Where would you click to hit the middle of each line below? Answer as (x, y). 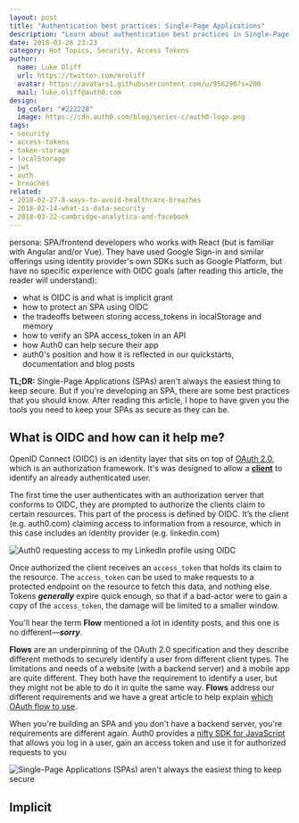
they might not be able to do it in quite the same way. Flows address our (142, 687)
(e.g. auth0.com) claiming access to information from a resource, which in (145, 524)
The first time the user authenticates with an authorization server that (137, 495)
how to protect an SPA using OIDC (85, 307)
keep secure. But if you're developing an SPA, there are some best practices (149, 390)
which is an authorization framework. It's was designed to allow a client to (146, 469)
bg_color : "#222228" (55, 109)
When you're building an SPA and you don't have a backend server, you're (146, 724)
